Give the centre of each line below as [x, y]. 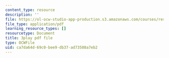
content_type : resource [30, 10]
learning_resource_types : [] [36, 29]
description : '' [22, 15]
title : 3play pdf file [29, 38]
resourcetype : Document [30, 33]
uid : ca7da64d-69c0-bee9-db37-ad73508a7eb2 [52, 47]
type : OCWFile [20, 43]
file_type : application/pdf [35, 24]
